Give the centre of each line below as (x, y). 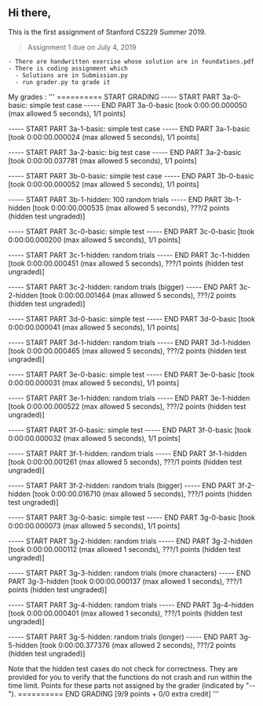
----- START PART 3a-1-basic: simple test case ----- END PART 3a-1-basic (129, 128)
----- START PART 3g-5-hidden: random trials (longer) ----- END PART (123, 637)
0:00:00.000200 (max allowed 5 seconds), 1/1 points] (95, 240)
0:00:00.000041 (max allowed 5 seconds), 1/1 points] (94, 327)
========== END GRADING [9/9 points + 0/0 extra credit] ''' (119, 693)
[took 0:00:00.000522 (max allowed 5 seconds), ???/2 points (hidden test (127, 406)
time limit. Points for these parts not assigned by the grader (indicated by (126, 685)
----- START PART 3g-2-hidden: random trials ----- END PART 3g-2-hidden (131, 541)
